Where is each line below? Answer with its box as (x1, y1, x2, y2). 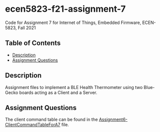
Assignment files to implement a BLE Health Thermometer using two (5, 84, 143, 90)
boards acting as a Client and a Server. (19, 89, 98, 95)
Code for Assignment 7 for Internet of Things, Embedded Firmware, (5, 20, 141, 25)
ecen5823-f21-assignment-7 (5, 3, 126, 15)
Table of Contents (5, 39, 61, 47)
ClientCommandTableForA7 (5, 122, 61, 128)
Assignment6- (98, 116, 128, 123)
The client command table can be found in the (5, 116, 98, 123)
